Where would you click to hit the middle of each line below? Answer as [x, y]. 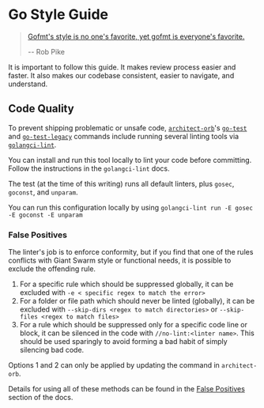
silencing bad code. [52, 350]
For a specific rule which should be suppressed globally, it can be [126, 284]
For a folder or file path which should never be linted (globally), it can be [137, 301]
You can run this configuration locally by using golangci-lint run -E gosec [130, 207]
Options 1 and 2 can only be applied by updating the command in [114, 365]
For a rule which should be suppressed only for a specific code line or [133, 325]
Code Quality [41, 109]
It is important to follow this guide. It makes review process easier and [122, 67]
